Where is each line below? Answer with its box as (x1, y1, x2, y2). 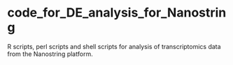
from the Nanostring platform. (7, 50, 93, 58)
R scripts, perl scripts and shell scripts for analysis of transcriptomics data (7, 42, 222, 50)
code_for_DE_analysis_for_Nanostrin (7, 5, 227, 21)
